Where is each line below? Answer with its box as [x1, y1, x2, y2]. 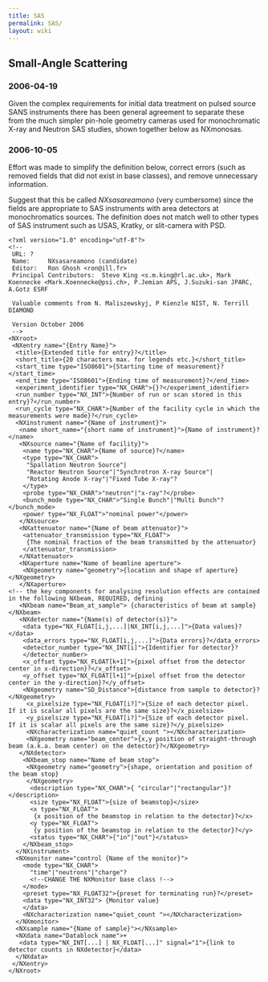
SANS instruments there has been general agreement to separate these [8, 108, 245, 117]
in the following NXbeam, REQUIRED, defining [8, 595, 163, 603]
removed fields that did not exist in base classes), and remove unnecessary [8, 171, 258, 181]
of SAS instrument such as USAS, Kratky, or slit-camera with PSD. [8, 221, 226, 230]
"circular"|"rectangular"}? [137, 784, 231, 793]
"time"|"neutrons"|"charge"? [29, 869, 128, 877]
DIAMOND [8, 307, 35, 315]
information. [8, 180, 49, 189]
